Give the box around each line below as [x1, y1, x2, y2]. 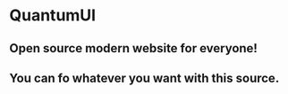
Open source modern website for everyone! [9, 41, 258, 56]
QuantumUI [9, 5, 97, 26]
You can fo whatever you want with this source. [9, 70, 280, 85]
